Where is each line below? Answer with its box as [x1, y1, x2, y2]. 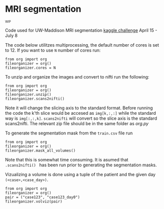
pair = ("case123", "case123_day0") [5, 195, 80, 200]
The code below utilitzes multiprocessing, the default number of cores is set [5, 42, 159, 48]
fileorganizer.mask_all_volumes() [5, 148, 76, 153]
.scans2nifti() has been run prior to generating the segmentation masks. [5, 162, 157, 168]
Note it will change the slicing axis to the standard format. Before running [5, 104, 153, 111]
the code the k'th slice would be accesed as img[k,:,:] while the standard [5, 110, 156, 116]
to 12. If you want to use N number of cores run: [5, 47, 101, 53]
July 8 [5, 32, 18, 38]
